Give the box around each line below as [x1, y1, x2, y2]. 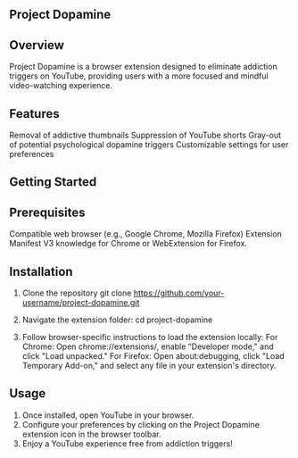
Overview [9, 37, 65, 53]
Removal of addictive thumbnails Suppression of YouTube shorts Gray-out [9, 129, 282, 141]
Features [9, 106, 60, 121]
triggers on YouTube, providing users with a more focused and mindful [9, 71, 269, 81]
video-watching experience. [9, 80, 113, 91]
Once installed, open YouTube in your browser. [21, 410, 195, 421]
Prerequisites [9, 204, 86, 220]
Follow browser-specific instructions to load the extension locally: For [21, 332, 278, 343]
